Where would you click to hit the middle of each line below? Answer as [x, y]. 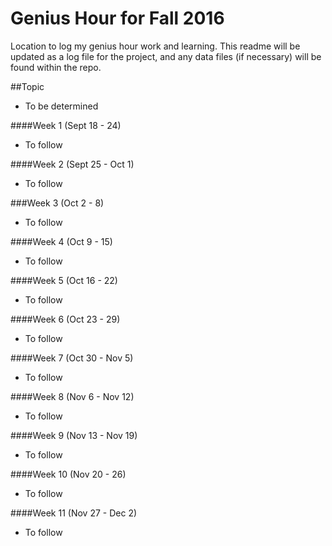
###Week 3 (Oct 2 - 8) [57, 203]
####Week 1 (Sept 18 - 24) [66, 125]
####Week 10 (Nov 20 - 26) [68, 474]
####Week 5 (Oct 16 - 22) [64, 280]
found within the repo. [56, 67]
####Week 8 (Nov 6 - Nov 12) [72, 396]
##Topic [27, 86]
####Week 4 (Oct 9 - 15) [61, 241]
